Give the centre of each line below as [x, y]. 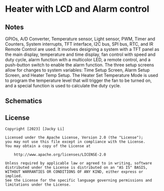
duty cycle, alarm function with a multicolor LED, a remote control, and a [78, 60]
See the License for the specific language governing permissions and [79, 180]
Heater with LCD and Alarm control [77, 9]
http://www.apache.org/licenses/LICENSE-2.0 [60, 155]
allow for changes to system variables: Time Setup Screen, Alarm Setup [78, 70]
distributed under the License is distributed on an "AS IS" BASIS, [76, 167]
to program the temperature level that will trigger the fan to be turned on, [78, 80]
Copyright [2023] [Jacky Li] [35, 129]
